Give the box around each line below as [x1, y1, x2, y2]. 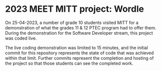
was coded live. [5, 35, 37, 41]
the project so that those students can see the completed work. [5, 60, 134, 66]
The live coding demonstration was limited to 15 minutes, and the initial [5, 45, 148, 50]
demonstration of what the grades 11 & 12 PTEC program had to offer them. [5, 24, 157, 30]
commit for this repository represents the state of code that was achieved [5, 50, 154, 56]
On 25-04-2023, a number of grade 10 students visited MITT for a [5, 20, 139, 25]
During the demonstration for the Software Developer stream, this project [5, 30, 153, 36]
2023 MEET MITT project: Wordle [5, 3, 144, 15]
